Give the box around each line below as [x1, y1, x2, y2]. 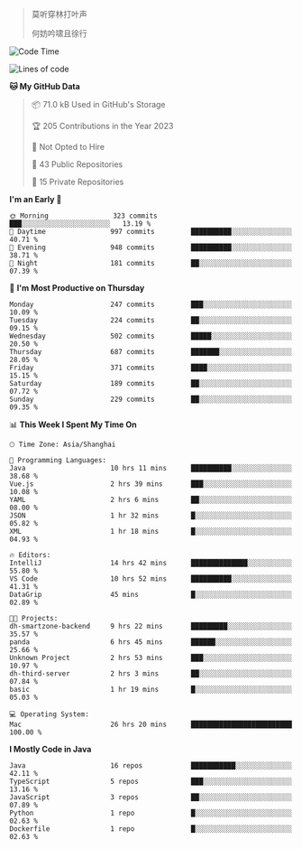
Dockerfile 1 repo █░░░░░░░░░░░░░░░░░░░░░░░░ [9, 825, 293, 834]
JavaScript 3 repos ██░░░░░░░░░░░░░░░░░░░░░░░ [9, 793, 293, 802]
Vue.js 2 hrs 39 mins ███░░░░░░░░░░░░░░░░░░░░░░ [9, 480, 293, 489]
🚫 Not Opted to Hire [31, 142, 105, 152]
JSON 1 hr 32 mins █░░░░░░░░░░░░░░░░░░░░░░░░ [9, 511, 293, 520]
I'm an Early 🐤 [9, 194, 62, 204]
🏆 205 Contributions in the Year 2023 [31, 121, 174, 131]
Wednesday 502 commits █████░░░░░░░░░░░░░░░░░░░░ [9, 331, 293, 341]
